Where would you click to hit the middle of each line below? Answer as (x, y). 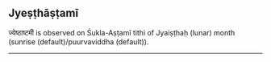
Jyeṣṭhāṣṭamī (44, 13)
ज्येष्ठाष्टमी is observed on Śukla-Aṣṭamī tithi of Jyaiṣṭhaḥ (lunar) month (122, 32)
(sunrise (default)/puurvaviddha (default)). (79, 41)
